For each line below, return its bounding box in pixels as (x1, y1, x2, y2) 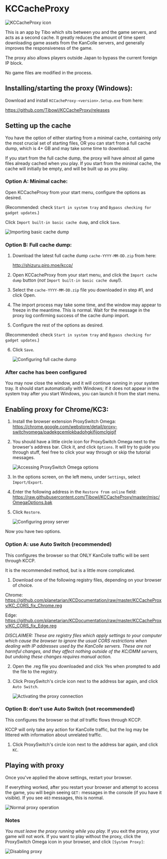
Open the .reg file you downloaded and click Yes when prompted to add (12, 663, 161, 669)
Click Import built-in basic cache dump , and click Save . (5, 219, 121, 225)
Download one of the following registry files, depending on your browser (12, 577, 162, 583)
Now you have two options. (5, 528, 61, 534)
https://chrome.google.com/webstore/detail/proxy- (12, 424, 118, 430)
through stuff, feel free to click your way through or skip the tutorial (12, 449, 151, 455)
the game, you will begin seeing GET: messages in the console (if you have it (5, 789, 162, 795)
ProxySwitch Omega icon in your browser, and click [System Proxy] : (5, 839, 145, 845)
